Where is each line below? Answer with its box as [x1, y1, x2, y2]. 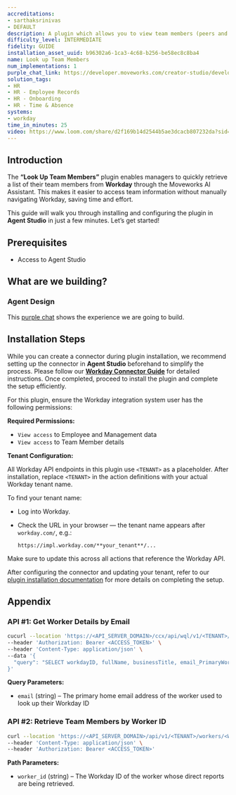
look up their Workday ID [17, 699, 90, 708]
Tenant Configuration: [7, 451, 74, 459]
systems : [7, 108, 33, 115]
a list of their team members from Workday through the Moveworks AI [7, 180, 211, 189]
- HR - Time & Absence [7, 102, 74, 109]
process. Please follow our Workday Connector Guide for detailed [7, 367, 200, 375]
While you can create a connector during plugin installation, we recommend [7, 352, 227, 360]
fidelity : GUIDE [7, 43, 55, 50]
